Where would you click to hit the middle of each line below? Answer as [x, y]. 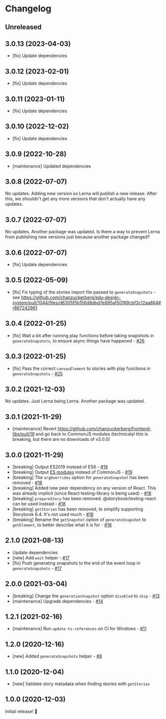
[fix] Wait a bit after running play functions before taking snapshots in [83, 335]
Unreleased [24, 27]
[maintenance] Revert [34, 429]
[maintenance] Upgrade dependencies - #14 [57, 601]
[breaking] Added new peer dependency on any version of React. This [84, 488]
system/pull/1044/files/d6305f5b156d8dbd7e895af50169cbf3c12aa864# [86, 302]
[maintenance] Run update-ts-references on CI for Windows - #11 [79, 629]
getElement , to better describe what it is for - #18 [62, 525]
